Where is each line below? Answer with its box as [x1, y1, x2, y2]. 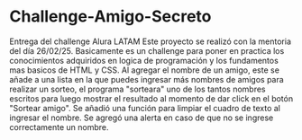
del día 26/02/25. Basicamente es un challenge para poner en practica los [9, 45, 285, 56]
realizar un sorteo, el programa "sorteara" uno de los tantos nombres [9, 83, 266, 94]
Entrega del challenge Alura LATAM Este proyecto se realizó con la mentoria [9, 36, 291, 47]
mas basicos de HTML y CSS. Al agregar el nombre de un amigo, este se [9, 65, 279, 75]
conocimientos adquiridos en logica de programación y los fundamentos [9, 55, 279, 66]
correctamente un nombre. [9, 121, 110, 132]
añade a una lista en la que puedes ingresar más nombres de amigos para [9, 74, 284, 84]
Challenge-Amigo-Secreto [9, 6, 212, 27]
